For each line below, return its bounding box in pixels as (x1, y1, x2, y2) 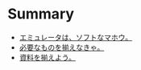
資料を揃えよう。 (19, 52, 76, 62)
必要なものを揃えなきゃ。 (19, 42, 105, 52)
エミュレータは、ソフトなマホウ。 (19, 32, 133, 42)
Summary (7, 5, 74, 23)
